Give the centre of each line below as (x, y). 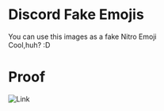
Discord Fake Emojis (76, 15)
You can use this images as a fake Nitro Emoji (82, 36)
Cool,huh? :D (29, 44)
